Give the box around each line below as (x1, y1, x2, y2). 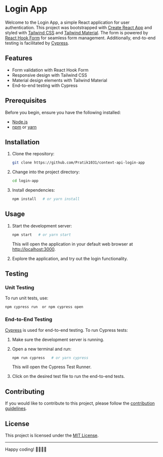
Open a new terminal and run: (12, 346, 72, 352)
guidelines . (5, 406, 27, 411)
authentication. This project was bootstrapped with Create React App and (5, 24, 152, 30)
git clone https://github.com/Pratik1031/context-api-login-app (12, 160, 145, 165)
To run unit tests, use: (5, 295, 49, 301)
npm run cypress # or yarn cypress (12, 355, 89, 360)
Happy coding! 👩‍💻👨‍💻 (5, 446, 47, 452)
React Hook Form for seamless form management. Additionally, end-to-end (5, 35, 156, 41)
